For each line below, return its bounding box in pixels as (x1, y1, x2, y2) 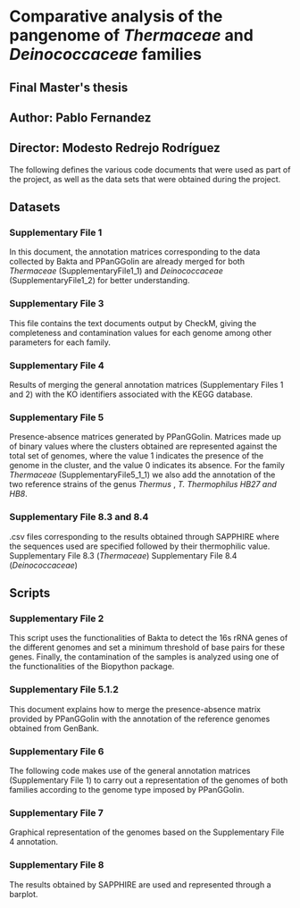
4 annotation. (9, 837, 58, 847)
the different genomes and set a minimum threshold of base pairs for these (9, 642, 286, 653)
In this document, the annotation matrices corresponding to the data (9, 247, 261, 257)
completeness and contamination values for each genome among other (9, 327, 272, 338)
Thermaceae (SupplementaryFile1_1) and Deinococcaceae (9, 265, 223, 276)
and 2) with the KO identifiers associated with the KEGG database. (9, 389, 253, 399)
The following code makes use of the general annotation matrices (9, 765, 252, 776)
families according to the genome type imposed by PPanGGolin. (9, 784, 245, 794)
